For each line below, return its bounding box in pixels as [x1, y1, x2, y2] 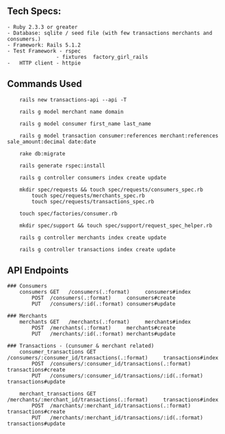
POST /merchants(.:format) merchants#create [31, 324, 176, 331]
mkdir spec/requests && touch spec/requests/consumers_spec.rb [19, 186, 204, 193]
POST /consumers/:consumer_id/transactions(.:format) [31, 361, 191, 368]
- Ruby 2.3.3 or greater [7, 23, 78, 30]
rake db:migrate [19, 150, 66, 157]
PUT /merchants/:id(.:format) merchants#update [31, 331, 176, 337]
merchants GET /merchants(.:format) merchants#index [19, 318, 191, 326]
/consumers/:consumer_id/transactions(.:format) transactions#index [7, 355, 219, 361]
